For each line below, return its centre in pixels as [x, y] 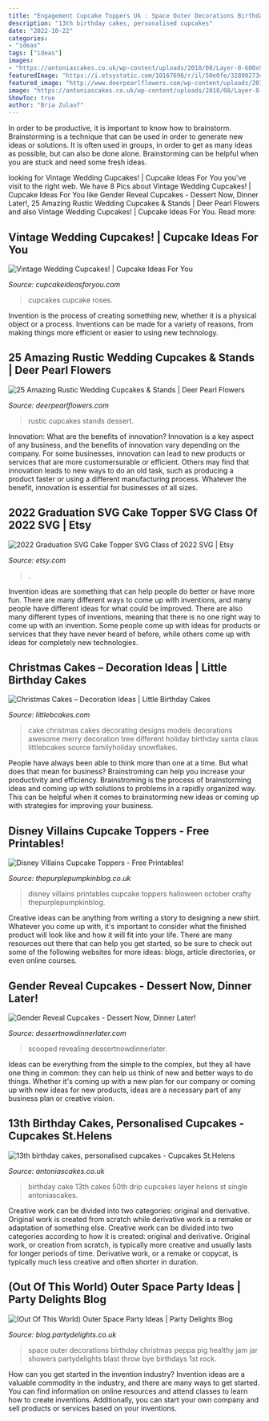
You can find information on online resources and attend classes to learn [128, 1391]
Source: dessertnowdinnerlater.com [67, 1033]
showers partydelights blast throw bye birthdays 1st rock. [122, 1358]
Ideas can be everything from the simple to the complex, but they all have [129, 1064]
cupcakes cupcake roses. [70, 300]
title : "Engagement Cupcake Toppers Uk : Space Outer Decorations [121, 16]
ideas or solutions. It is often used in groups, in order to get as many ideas [130, 145]
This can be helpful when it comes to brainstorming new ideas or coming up [134, 797]
